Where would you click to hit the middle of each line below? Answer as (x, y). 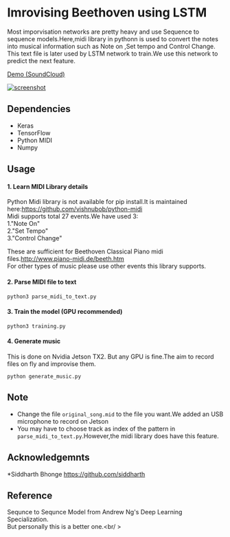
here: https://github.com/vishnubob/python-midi (75, 209)
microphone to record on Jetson (62, 421)
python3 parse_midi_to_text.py (52, 297)
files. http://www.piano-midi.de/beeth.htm (66, 259)
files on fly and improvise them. (51, 364)
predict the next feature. (41, 60)
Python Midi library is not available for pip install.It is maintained (97, 202)
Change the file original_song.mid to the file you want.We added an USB (120, 414)
